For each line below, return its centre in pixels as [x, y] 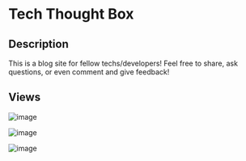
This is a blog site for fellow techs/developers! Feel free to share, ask [123, 63]
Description [38, 44]
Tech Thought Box [71, 14]
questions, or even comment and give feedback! [89, 72]
